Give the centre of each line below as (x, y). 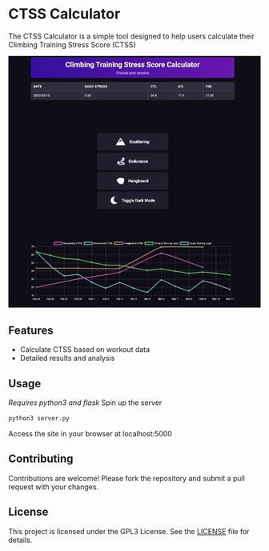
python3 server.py (39, 419)
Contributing (41, 459)
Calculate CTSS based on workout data (85, 350)
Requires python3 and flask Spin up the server (85, 403)
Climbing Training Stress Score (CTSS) (72, 44)
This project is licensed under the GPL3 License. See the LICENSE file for (129, 531)
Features (31, 330)
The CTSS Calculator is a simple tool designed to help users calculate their (131, 36)
